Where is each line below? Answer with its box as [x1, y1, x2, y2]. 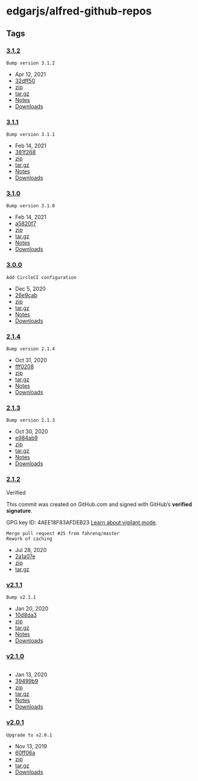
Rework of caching [6, 536, 52, 542]
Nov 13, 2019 [14, 742, 48, 750]
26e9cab [14, 291, 38, 298]
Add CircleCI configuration [6, 274, 77, 280]
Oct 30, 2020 [14, 428, 48, 435]
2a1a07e [14, 553, 36, 560]
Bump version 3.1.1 [6, 132, 55, 138]
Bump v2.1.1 [6, 594, 36, 600]
